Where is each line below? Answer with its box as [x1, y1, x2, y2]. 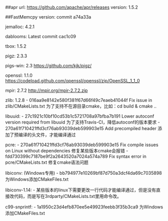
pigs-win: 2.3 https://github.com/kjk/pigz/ [5, 63, 92, 68]
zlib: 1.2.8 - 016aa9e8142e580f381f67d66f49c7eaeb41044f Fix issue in [5, 97, 152, 103]
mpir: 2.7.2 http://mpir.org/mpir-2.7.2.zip [5, 87, 88, 93]
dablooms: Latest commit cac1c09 [5, 34, 76, 39]
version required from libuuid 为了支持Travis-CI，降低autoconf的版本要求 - [5, 119, 160, 125]
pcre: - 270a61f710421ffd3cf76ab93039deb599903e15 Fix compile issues [5, 142, 158, 148]
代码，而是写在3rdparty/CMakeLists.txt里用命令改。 [14, 193, 122, 199]
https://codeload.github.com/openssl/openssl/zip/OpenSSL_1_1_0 [5, 78, 140, 83]
